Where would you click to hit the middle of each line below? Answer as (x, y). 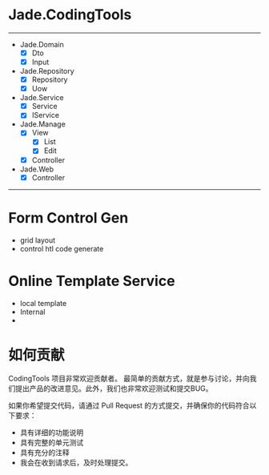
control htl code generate (62, 248)
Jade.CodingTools (70, 15)
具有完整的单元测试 (52, 443)
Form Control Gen (68, 217)
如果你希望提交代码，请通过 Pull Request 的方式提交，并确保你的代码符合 (129, 405)
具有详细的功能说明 (52, 433)
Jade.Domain (42, 44)
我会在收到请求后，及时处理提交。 (76, 463)
